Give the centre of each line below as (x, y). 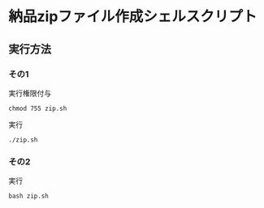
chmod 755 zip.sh (38, 108)
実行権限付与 (30, 93)
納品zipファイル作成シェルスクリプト (133, 17)
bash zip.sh (28, 196)
